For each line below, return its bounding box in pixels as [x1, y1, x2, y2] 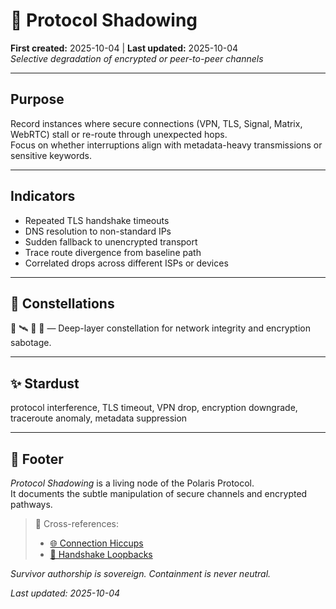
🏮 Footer [10, 450, 64, 468]
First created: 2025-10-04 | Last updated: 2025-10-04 [10, 42, 239, 54]
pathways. [10, 499, 53, 510]
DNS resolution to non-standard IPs [24, 225, 172, 237]
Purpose [10, 91, 65, 108]
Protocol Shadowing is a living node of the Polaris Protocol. [10, 477, 255, 489]
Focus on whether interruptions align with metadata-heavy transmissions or [10, 139, 323, 151]
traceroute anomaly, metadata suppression [10, 412, 188, 424]
